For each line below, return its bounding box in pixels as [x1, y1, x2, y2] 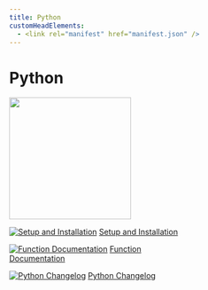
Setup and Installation [98, 227, 179, 238]
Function [109, 244, 142, 255]
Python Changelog [88, 270, 157, 281]
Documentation [9, 254, 65, 264]
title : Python [9, 12, 62, 22]
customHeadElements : [9, 21, 86, 30]
